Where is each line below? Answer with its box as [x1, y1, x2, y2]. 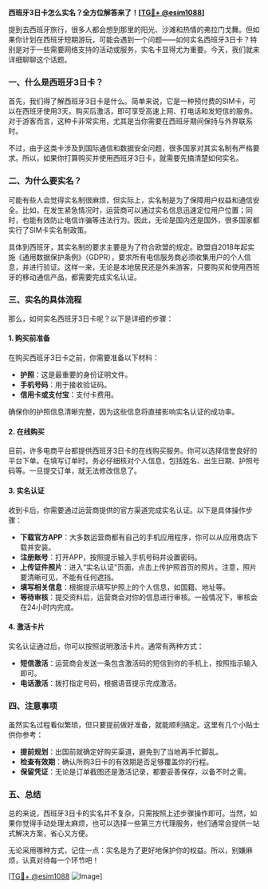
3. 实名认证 [8, 486, 45, 495]
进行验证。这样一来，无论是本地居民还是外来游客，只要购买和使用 [29, 262, 246, 271]
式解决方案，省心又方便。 [8, 828, 93, 839]
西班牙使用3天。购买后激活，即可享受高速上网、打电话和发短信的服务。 [22, 106, 258, 116]
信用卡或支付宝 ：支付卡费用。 [19, 390, 118, 399]
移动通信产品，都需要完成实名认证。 [22, 272, 141, 282]
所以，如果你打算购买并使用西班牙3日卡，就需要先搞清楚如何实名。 [22, 154, 243, 163]
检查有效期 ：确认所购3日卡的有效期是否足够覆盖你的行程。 [19, 757, 214, 767]
